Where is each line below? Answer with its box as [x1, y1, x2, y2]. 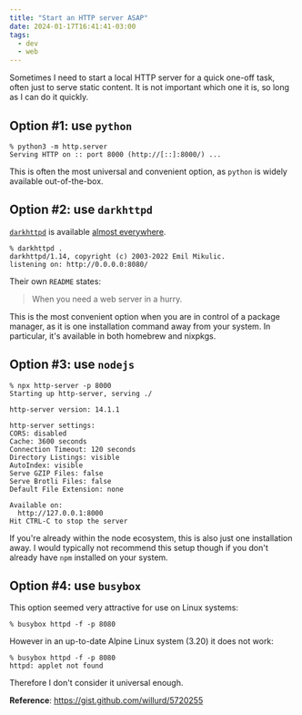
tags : [9, 30, 30, 39]
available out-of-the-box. [9, 175, 104, 187]
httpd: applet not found [9, 661, 104, 670]
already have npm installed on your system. [9, 552, 168, 563]
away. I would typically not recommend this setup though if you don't [9, 542, 268, 553]
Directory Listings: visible [9, 453, 120, 462]
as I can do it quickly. [9, 92, 89, 103]
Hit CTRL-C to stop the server [9, 516, 128, 526]
